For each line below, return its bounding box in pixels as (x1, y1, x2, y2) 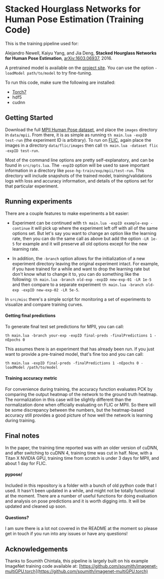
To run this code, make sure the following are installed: (5, 79, 116, 85)
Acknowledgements (5, 545, 68, 553)
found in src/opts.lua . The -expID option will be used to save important (5, 162, 150, 168)
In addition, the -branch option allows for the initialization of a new (12, 255, 145, 261)
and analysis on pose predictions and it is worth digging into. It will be (5, 498, 146, 504)
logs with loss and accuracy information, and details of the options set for (5, 178, 154, 184)
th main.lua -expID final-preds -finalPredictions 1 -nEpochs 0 (5, 361, 139, 366)
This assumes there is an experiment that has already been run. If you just (5, 346, 155, 352)
